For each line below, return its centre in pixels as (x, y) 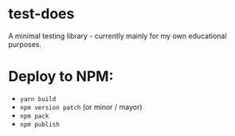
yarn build (38, 99)
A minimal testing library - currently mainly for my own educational (117, 36)
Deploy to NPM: (61, 77)
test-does (41, 14)
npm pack (34, 116)
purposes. (25, 44)
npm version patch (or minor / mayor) (81, 107)
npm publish (39, 124)
